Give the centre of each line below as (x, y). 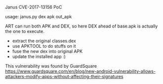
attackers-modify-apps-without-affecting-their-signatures (64, 76)
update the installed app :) (39, 56)
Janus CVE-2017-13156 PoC (34, 7)
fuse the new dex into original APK (47, 51)
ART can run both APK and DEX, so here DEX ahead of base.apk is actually (81, 26)
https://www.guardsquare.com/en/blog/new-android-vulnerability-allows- (80, 71)
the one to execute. (25, 31)
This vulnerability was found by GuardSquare (51, 66)
